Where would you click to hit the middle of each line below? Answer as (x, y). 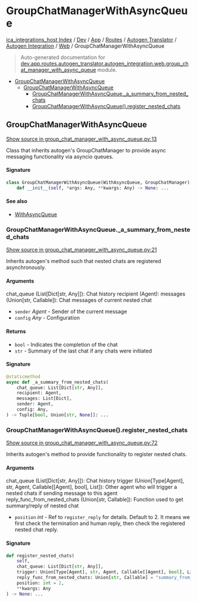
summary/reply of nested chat (43, 506)
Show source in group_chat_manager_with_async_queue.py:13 (81, 139)
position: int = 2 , (40, 583)
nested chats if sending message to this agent (62, 493)
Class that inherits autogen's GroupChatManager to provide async (86, 150)
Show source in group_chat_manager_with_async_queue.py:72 (82, 443)
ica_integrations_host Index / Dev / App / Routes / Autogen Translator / (91, 39)
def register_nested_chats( (40, 556)
